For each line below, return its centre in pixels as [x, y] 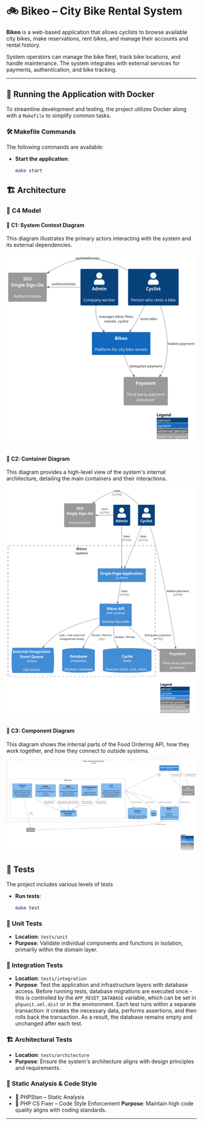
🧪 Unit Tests [24, 924]
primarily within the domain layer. [56, 949]
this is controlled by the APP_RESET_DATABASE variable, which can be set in [105, 998]
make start [29, 171]
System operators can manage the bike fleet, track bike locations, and [93, 56]
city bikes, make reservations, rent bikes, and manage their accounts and [97, 38]
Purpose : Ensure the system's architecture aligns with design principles [105, 1061]
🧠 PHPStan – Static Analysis [50, 1097]
